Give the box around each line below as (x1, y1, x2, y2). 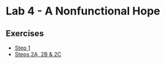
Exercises (6, 28, 44, 39)
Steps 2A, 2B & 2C (14, 51, 62, 58)
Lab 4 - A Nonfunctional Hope (6, 4, 160, 18)
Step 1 (14, 44, 31, 51)
